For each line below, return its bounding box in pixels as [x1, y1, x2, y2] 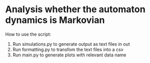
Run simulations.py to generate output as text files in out [12, 41, 130, 47]
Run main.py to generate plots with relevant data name [12, 52, 126, 58]
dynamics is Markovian [5, 14, 105, 26]
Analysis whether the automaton [5, 4, 145, 15]
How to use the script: [5, 31, 52, 37]
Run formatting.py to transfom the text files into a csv [12, 46, 124, 52]
